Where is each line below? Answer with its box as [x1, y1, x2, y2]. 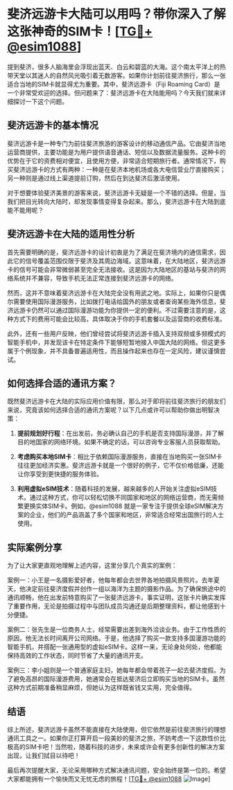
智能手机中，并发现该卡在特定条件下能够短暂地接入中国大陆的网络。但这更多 [7, 337, 226, 346]
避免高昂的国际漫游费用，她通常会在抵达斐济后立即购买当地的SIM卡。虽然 [12, 675, 225, 683]
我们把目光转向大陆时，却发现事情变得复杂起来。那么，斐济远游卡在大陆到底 [7, 197, 226, 205]
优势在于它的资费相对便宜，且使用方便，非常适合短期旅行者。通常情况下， [7, 157, 220, 165]
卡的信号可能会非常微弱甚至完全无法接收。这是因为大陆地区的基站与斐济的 [7, 265, 220, 274]
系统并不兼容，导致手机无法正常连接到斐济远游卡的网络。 [12, 274, 178, 282]
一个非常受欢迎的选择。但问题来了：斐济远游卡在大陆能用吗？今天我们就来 [7, 88, 220, 97]
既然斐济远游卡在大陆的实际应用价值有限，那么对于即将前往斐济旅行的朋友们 [7, 397, 226, 405]
